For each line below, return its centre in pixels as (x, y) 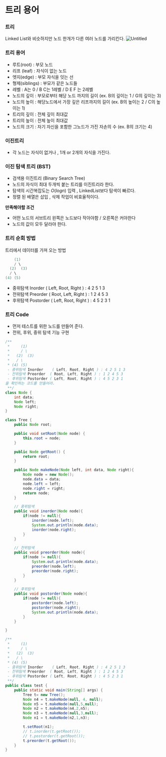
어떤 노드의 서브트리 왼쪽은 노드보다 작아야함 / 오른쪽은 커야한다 (74, 218)
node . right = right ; (44, 488)
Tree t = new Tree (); (44, 695)
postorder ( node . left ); (55, 603)
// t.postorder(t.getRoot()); (54, 736)
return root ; (36, 456)
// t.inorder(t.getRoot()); (52, 731)
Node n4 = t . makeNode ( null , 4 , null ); (63, 699)
